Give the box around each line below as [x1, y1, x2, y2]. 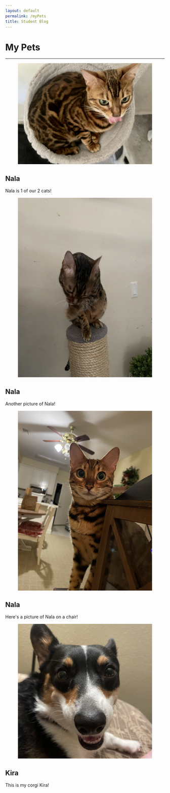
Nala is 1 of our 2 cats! [5, 188, 52, 194]
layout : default [5, 8, 39, 13]
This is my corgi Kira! [5, 782, 50, 788]
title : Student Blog [5, 19, 49, 24]
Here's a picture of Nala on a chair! [5, 614, 78, 620]
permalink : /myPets [5, 13, 47, 19]
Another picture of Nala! [5, 401, 56, 407]
